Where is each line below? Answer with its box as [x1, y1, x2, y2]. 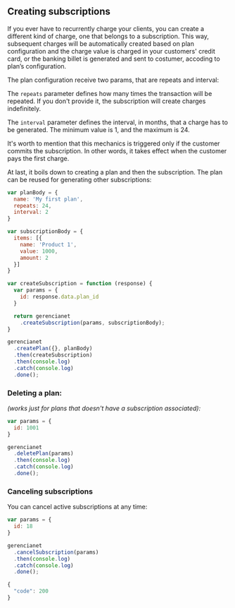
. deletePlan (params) [13, 450, 74, 458]
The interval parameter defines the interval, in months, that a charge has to [7, 118, 229, 126]
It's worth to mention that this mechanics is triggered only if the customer [7, 139, 220, 148]
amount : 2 [20, 254, 49, 261]
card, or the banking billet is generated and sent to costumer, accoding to [7, 54, 220, 63]
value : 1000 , [20, 247, 58, 255]
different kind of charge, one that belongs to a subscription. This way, [7, 32, 210, 40]
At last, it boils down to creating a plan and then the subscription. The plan [7, 167, 223, 176]
